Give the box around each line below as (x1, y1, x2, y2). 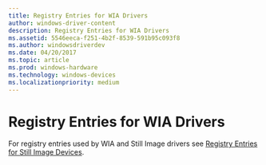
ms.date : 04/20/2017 (8, 49, 77, 57)
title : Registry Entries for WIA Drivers (8, 11, 149, 20)
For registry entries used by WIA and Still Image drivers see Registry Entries (8, 139, 258, 148)
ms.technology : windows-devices (8, 71, 116, 79)
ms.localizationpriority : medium (8, 78, 120, 86)
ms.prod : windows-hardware (8, 64, 98, 72)
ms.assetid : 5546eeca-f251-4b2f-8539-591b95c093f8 (8, 33, 181, 42)
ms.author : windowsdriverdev (8, 41, 105, 49)
